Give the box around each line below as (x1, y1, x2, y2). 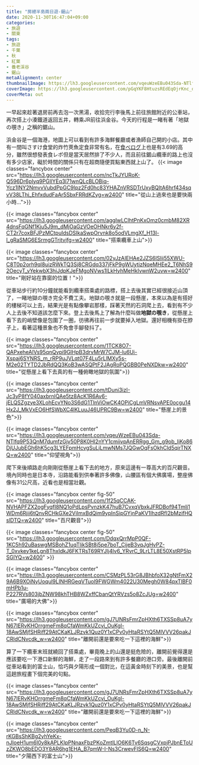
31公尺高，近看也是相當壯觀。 (16, 479, 90, 486)
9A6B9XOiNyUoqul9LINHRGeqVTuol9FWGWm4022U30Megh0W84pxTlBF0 (6, 577, 192, 585)
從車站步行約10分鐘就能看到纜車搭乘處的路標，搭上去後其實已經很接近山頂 (6, 286, 188, 294)
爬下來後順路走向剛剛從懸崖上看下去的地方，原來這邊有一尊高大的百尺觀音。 (6, 464, 193, 471)
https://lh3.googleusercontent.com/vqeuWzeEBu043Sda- (20, 431, 161, 438)
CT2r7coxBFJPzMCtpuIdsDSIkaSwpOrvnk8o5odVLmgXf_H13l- (6, 229, 160, 236)
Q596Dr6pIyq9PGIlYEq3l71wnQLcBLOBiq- (6, 178, 110, 185)
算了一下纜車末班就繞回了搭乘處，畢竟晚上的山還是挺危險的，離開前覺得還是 (6, 648, 193, 655)
